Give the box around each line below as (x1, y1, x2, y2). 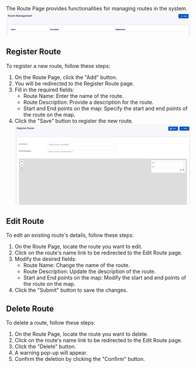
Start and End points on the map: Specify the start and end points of (23, 105, 188, 112)
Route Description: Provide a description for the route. (23, 98, 154, 105)
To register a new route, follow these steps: (6, 62, 111, 69)
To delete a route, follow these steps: (6, 319, 95, 326)
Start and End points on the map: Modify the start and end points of (23, 274, 186, 281)
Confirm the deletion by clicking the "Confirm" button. (14, 356, 145, 363)
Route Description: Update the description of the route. (23, 268, 156, 275)
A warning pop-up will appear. (14, 349, 88, 356)
